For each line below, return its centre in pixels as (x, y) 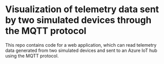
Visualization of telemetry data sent (82, 9)
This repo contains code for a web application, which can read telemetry (81, 45)
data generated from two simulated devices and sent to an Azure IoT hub (81, 50)
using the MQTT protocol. (32, 56)
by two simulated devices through (78, 20)
